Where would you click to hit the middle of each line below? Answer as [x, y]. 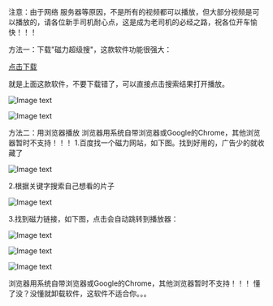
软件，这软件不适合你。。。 [108, 293]
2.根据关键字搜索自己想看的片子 [62, 186]
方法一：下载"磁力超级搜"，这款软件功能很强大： [90, 50]
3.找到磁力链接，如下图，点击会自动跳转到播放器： [93, 219]
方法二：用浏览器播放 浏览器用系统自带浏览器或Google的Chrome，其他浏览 [134, 133]
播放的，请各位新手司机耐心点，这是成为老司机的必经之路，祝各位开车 [132, 22]
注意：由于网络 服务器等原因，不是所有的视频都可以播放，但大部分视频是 [130, 12]
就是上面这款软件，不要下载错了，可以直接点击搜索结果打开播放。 [119, 84]
